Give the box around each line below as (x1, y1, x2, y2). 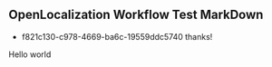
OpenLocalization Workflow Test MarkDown (8, 7, 264, 23)
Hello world (8, 49, 52, 60)
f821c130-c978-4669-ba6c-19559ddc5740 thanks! (21, 31, 213, 42)
